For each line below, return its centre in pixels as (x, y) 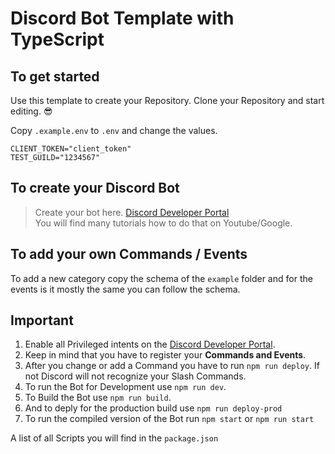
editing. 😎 (31, 111)
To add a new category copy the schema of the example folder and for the (161, 278)
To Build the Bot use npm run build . (98, 398)
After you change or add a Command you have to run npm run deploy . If (172, 366)
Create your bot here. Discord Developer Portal (132, 212)
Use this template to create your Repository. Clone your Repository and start (167, 100)
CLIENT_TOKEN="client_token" (71, 149)
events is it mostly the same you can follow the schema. (125, 289)
